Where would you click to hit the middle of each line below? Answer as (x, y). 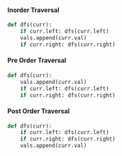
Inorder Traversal (33, 10)
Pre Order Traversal (37, 61)
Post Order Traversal (39, 111)
